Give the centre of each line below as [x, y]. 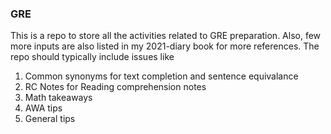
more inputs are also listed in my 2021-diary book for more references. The [165, 46]
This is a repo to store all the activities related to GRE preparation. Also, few [166, 36]
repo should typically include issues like [92, 57]
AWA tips [43, 108]
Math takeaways [58, 98]
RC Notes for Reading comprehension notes [115, 87]
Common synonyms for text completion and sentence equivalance [161, 76]
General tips [50, 119]
